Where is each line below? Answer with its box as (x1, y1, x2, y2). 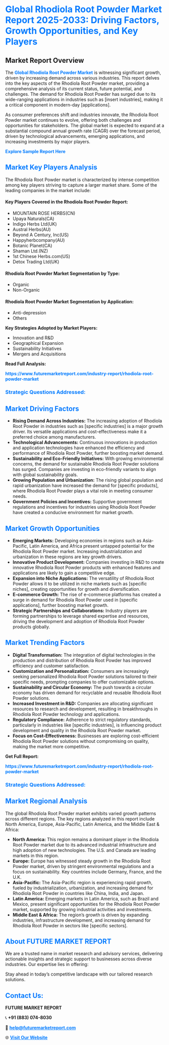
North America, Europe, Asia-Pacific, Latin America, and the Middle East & (5, 821, 160, 827)
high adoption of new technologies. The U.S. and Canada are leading (12, 847, 156, 853)
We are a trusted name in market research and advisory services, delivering (5, 951, 163, 957)
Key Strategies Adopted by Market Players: (5, 325, 98, 331)
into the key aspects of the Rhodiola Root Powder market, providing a (5, 80, 149, 86)
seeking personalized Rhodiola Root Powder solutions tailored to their (12, 673, 157, 679)
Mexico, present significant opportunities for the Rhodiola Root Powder (12, 901, 160, 907)
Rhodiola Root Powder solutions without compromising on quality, (12, 738, 149, 744)
